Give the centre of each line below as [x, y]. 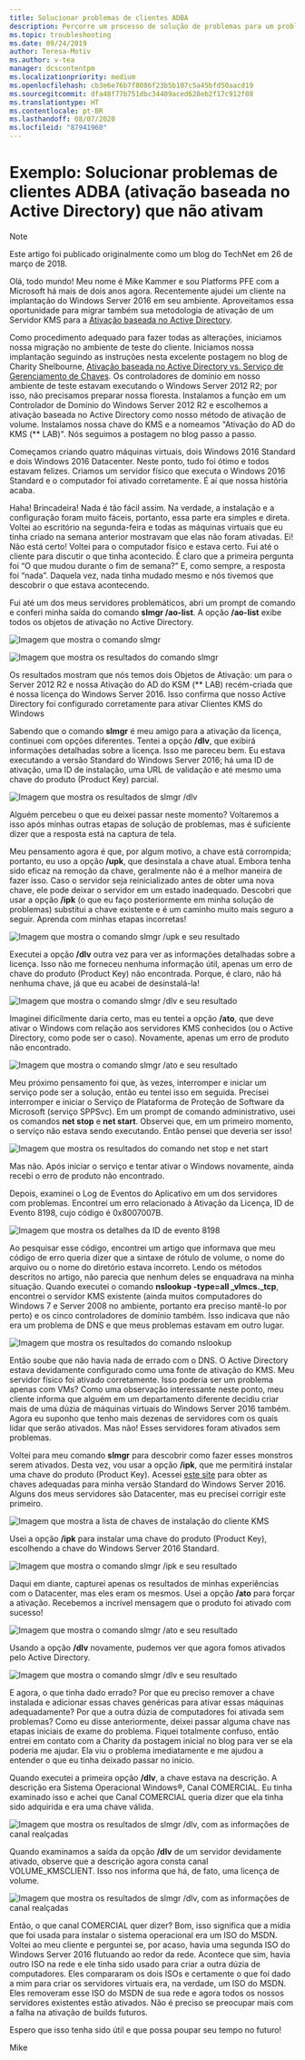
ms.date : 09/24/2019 [49, 43]
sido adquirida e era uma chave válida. [82, 1806]
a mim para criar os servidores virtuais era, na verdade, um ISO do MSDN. [148, 1983]
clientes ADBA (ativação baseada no [150, 192]
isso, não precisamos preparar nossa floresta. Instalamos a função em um [148, 395]
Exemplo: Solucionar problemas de [144, 173]
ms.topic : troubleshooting [60, 35]
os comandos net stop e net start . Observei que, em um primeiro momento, [152, 1121]
